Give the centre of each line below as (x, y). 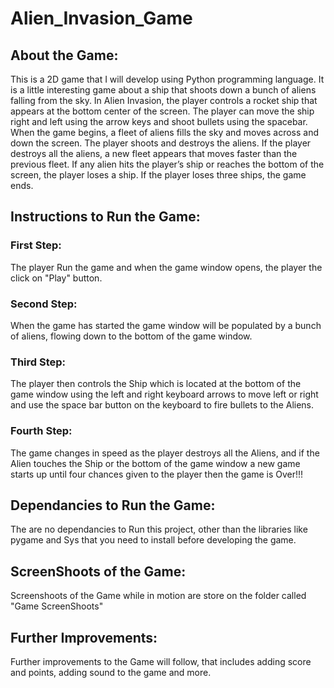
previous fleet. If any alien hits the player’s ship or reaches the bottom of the (167, 164)
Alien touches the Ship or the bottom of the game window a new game (155, 463)
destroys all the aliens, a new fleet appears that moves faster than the (154, 153)
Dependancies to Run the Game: (113, 505)
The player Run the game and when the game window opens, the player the (166, 267)
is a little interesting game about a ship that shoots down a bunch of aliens (163, 90)
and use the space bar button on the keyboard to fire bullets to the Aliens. (162, 405)
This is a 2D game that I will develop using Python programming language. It (167, 79)
